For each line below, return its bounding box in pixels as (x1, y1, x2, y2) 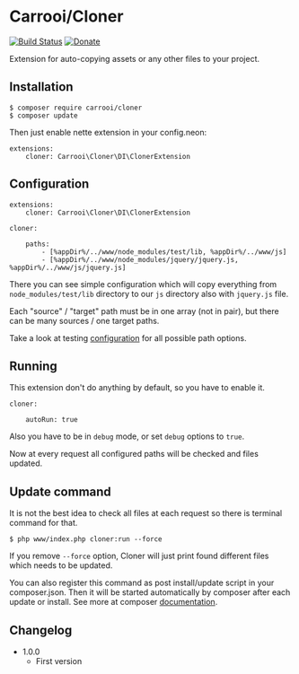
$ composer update (9, 110, 78, 120)
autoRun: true (25, 416, 78, 425)
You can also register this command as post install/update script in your (9, 577, 275, 589)
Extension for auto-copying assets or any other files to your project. (9, 53, 260, 64)
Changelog (9, 622, 73, 638)
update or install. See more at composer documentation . (9, 597, 218, 608)
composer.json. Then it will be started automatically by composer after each (9, 587, 291, 598)
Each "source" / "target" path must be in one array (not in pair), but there (9, 305, 280, 316)
